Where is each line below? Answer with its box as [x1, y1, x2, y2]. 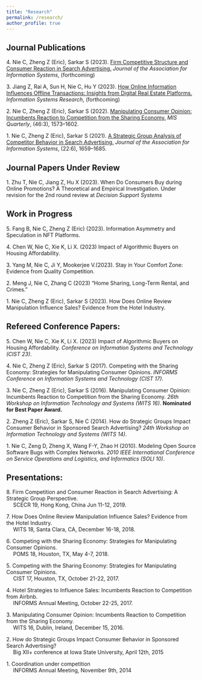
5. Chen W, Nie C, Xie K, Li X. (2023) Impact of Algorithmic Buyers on [6, 337, 178, 345]
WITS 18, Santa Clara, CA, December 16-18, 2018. [13, 526, 136, 533]
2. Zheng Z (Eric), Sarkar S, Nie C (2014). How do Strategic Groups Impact [6, 418, 191, 425]
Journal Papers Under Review [6, 163, 121, 173]
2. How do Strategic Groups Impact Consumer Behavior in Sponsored [6, 636, 179, 643]
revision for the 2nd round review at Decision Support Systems [6, 192, 162, 198]
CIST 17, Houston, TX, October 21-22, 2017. [13, 575, 119, 582]
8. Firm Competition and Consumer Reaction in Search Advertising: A [6, 488, 178, 496]
